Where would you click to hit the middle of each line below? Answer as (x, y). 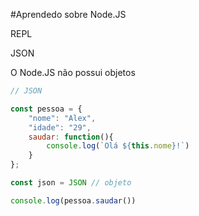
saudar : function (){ (71, 137)
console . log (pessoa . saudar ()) (73, 200)
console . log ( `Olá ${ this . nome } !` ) (118, 146)
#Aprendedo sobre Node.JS (68, 14)
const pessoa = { (46, 109)
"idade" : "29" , (60, 127)
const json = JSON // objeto (71, 183)
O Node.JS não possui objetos (73, 72)
